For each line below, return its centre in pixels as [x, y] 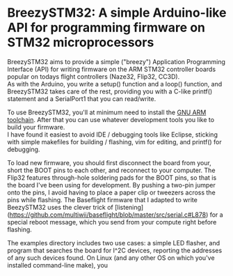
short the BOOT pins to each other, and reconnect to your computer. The [111, 170]
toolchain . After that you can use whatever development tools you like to [111, 119]
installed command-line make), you [58, 265]
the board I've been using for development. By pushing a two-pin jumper [111, 185]
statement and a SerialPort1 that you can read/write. [82, 98]
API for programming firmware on [106, 28]
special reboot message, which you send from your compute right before [112, 222]
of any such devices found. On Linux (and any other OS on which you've [111, 258]
